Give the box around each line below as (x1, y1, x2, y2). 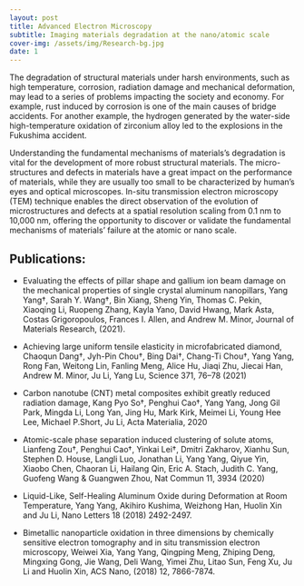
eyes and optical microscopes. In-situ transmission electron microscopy (9, 186, 279, 197)
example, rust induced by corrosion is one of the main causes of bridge (9, 101, 277, 112)
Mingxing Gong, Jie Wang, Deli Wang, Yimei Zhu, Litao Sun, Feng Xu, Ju (22, 556, 293, 567)
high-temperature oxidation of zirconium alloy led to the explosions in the (9, 120, 283, 132)
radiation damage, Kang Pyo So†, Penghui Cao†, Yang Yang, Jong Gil (22, 397, 280, 408)
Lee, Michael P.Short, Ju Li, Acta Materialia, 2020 (22, 416, 208, 427)
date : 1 (9, 47, 39, 56)
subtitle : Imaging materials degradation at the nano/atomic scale (9, 30, 270, 39)
